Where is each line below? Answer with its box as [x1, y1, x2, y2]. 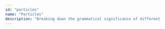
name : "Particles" [5, 12, 44, 17]
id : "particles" [5, 7, 39, 12]
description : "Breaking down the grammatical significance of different [5, 16, 160, 21]
